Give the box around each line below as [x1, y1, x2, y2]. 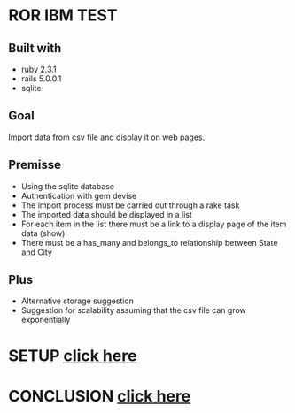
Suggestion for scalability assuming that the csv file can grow [20, 305, 247, 316]
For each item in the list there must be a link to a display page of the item [20, 218, 287, 229]
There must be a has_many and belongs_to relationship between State [20, 237, 278, 248]
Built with [8, 41, 62, 56]
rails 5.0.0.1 [20, 73, 62, 84]
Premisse [8, 157, 62, 172]
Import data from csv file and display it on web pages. [8, 132, 206, 142]
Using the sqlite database [20, 180, 115, 191]
